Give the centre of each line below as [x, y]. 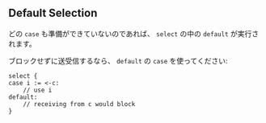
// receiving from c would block [79, 104]
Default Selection [53, 13]
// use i [38, 90]
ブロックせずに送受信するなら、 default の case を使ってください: [118, 60]
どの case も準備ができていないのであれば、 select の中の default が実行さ [134, 33]
